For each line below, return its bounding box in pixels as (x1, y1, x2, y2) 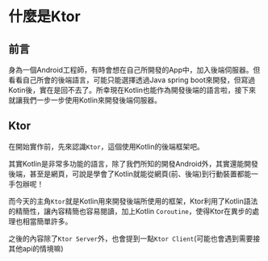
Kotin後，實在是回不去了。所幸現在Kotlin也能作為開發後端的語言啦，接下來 (8, 86, 257, 95)
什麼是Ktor (8, 7, 81, 26)
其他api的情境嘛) (8, 243, 64, 253)
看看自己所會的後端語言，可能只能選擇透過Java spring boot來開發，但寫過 (8, 75, 256, 85)
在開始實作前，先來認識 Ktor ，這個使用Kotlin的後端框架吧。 (8, 141, 204, 151)
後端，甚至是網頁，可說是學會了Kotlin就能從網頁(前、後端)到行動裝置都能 (8, 169, 252, 179)
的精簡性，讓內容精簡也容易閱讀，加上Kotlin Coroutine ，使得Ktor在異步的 (8, 206, 253, 216)
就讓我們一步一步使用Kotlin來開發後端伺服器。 (8, 95, 161, 105)
